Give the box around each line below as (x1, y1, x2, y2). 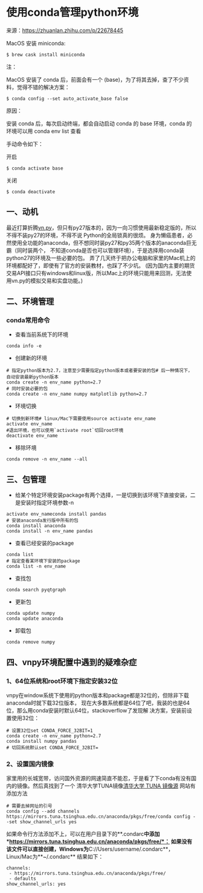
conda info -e (6, 343, 42, 349)
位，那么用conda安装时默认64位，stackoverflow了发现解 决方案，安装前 (6, 706, 187, 714)
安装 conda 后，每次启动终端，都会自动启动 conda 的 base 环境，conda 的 (6, 119, 192, 127)
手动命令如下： (6, 140, 43, 147)
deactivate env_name (6, 433, 59, 439)
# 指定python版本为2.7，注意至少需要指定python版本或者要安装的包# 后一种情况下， (6, 368, 193, 374)
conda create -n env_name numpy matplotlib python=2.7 (6, 391, 147, 397)
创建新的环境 (14, 354, 47, 362)
